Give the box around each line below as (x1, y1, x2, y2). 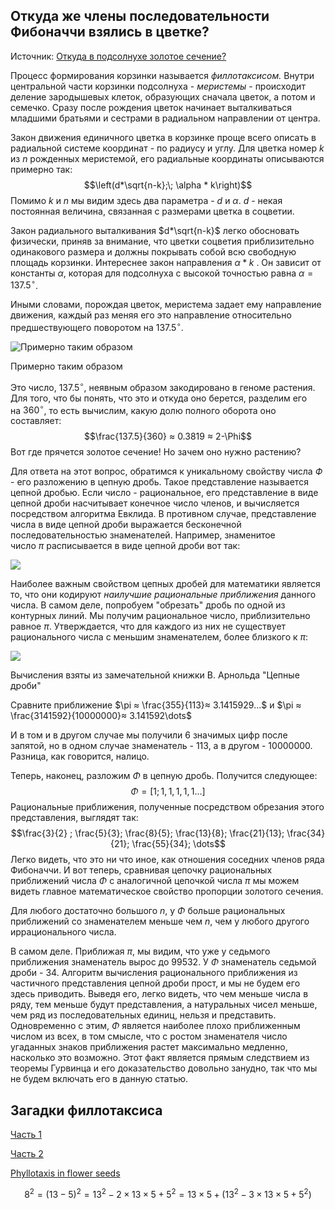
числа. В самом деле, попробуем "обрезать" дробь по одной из (10, 599, 286, 611)
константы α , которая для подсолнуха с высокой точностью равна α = (10, 267, 314, 279)
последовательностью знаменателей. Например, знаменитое (10, 529, 276, 541)
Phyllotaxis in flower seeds (10, 1167, 121, 1179)
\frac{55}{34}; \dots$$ (131, 838, 226, 850)
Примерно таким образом (10, 360, 123, 373)
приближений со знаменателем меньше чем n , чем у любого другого (10, 915, 310, 928)
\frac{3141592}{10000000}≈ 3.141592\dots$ (10, 710, 192, 722)
